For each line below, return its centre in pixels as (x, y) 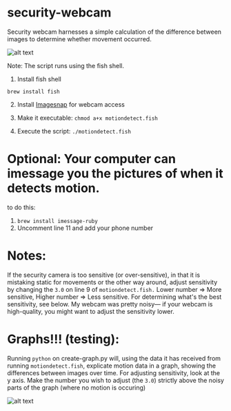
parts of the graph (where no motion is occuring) (77, 388)
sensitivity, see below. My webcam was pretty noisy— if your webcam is (110, 304)
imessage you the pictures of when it (115, 174)
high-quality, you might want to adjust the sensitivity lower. (91, 311)
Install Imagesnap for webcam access (71, 104)
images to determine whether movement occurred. (79, 39)
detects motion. (53, 188)
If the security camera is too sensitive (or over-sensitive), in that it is (104, 275)
